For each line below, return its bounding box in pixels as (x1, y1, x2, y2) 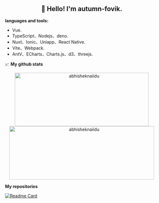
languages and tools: (5, 17, 49, 23)
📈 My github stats (5, 61, 43, 67)
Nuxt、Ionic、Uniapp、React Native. (12, 39, 86, 45)
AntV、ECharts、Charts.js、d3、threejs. (12, 51, 93, 57)
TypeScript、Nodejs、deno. (12, 33, 69, 39)
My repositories (5, 183, 38, 189)
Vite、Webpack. (12, 45, 45, 51)
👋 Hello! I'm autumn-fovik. (41, 5, 123, 13)
